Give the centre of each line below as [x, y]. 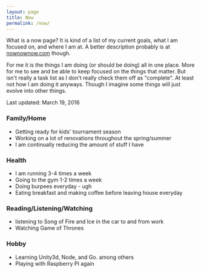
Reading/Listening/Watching [49, 208]
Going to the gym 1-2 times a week [58, 180]
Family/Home [26, 118]
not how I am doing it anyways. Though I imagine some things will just [94, 84]
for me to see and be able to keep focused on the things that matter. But [96, 72]
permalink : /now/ [28, 23]
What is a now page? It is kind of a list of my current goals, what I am [92, 41]
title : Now [20, 18]
